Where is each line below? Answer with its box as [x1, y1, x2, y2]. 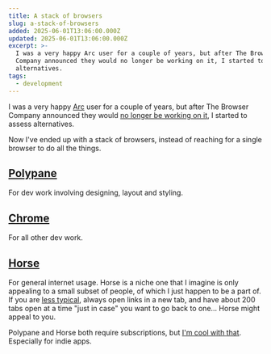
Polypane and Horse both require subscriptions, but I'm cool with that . [8, 327, 242, 337]
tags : [8, 72, 27, 80]
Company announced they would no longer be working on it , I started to [8, 110, 248, 120]
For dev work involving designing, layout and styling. [8, 188, 184, 198]
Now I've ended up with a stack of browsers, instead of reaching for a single [8, 134, 262, 144]
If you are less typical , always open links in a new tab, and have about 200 [8, 294, 256, 304]
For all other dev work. [8, 233, 83, 242]
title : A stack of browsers [8, 11, 103, 20]
